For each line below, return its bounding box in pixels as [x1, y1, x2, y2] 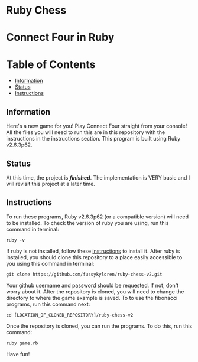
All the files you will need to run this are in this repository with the [6, 129, 165, 136]
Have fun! [6, 350, 30, 357]
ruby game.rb [6, 340, 38, 346]
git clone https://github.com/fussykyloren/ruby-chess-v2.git [6, 271, 163, 278]
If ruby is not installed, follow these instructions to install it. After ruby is [6, 247, 180, 255]
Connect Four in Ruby [6, 31, 115, 44]
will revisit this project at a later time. [6, 180, 96, 187]
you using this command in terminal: [6, 260, 95, 267]
